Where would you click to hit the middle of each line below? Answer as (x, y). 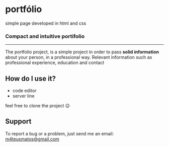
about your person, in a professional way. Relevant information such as (79, 57)
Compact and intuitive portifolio (45, 36)
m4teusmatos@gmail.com (32, 139)
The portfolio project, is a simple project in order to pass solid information (82, 52)
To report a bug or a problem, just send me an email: (60, 133)
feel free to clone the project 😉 (38, 106)
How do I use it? (31, 78)
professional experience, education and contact (55, 63)
